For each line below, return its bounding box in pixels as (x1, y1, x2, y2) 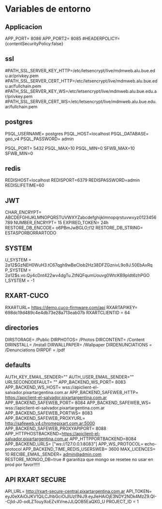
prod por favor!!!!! (5, 461, 40, 467)
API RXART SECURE (5, 476, 66, 484)
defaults (5, 361, 31, 369)
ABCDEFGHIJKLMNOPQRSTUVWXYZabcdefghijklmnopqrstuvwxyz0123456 (5, 214, 157, 220)
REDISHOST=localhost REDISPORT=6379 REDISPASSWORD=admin (5, 177, 140, 183)
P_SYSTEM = (5, 267, 31, 273)
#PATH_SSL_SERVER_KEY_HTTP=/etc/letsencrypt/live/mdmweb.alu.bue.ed (5, 67, 156, 73)
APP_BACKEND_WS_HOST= (5, 384, 61, 390)
